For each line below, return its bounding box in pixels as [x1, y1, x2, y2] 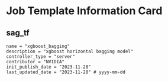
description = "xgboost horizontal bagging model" [6, 48, 134, 54]
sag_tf [6, 28, 30, 38]
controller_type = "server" [6, 54, 76, 60]
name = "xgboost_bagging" [6, 43, 70, 49]
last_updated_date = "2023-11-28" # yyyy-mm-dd [6, 69, 126, 75]
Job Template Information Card [6, 4, 163, 18]
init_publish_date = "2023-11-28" [6, 64, 92, 70]
